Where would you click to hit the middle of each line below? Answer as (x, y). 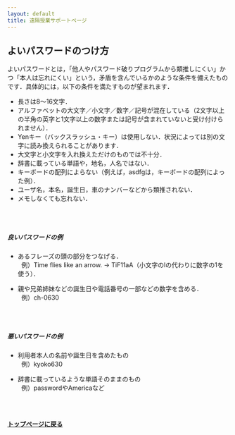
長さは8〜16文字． (44, 102)
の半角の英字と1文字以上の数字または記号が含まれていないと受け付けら (120, 119)
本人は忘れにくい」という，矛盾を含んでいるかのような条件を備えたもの (124, 78)
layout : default (31, 14)
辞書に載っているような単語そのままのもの (79, 379)
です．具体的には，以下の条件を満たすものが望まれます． (90, 87)
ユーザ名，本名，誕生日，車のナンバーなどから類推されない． (107, 190)
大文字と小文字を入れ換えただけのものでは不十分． (91, 154)
